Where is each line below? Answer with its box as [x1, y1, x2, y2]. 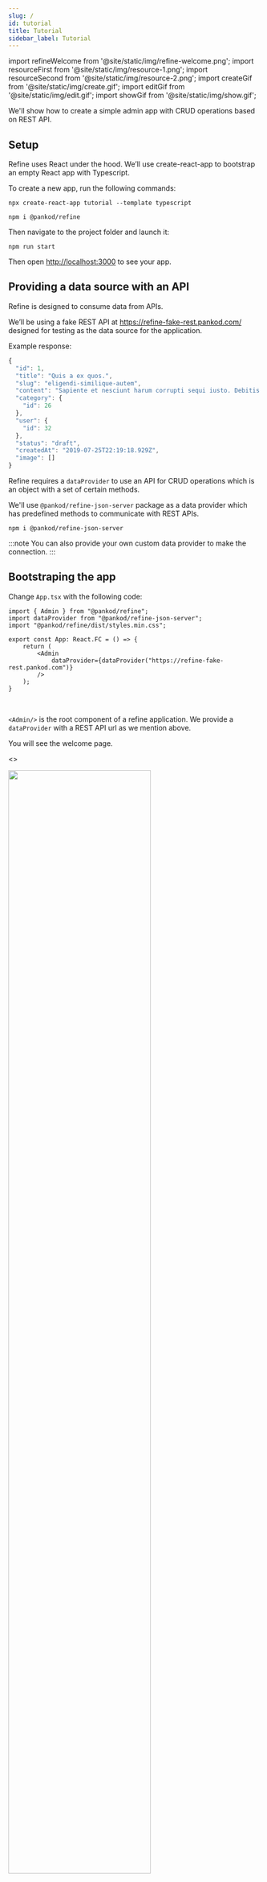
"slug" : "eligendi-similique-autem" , [15, 379, 142, 387]
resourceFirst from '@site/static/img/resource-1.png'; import [8, 65, 208, 75]
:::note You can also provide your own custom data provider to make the [8, 538, 247, 548]
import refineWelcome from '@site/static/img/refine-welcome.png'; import [8, 56, 254, 66]
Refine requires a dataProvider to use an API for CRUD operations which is [8, 476, 255, 485]
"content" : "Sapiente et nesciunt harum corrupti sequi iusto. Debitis [15, 387, 261, 395]
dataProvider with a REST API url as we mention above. [8, 723, 192, 732]
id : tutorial [8, 19, 52, 27]
